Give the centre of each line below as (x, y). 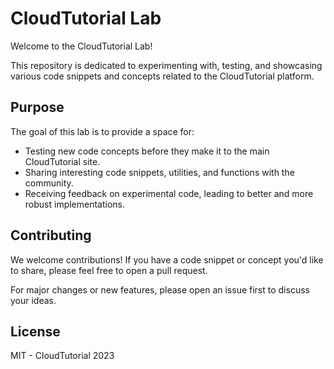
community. (49, 183)
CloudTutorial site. (62, 161)
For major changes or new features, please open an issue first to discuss (160, 289)
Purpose (37, 107)
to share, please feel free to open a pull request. (109, 270)
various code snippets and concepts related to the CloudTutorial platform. (162, 76)
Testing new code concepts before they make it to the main (147, 151)
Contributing (51, 235)
